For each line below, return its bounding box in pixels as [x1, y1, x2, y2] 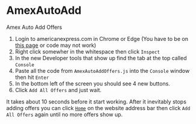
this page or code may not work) [14, 42, 96, 49]
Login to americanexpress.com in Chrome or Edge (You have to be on [14, 35, 189, 42]
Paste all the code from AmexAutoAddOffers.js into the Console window [14, 67, 190, 74]
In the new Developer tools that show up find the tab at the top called [14, 54, 187, 61]
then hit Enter [14, 73, 49, 81]
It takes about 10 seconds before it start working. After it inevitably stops [6, 98, 187, 105]
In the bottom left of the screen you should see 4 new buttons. [14, 79, 171, 87]
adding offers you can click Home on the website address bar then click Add [6, 104, 191, 111]
